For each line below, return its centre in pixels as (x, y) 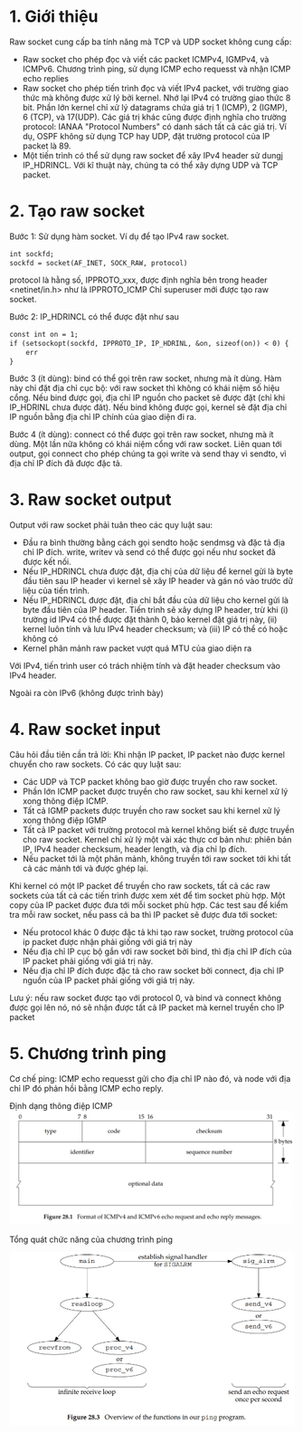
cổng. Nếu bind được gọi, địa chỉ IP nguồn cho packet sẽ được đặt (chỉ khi (147, 397)
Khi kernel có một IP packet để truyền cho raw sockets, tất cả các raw (140, 885)
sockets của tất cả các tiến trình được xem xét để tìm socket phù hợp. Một (147, 895)
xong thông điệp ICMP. (65, 801)
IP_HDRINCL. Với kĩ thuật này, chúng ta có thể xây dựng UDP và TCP (150, 165)
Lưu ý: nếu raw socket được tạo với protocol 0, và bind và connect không (146, 998)
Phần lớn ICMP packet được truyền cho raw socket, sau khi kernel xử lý (155, 791)
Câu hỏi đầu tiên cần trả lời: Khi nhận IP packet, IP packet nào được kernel (147, 754)
